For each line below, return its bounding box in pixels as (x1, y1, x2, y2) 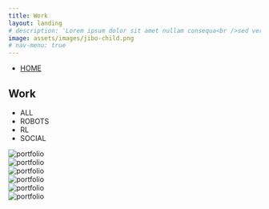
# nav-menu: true (8, 42, 66, 50)
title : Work (8, 11, 48, 20)
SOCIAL (19, 133, 46, 143)
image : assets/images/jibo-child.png (8, 34, 134, 42)
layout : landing (8, 19, 62, 27)
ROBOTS (19, 116, 50, 126)
